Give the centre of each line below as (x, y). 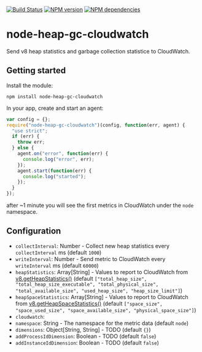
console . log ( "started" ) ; (54, 176)
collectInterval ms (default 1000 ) (58, 252)
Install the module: (30, 85)
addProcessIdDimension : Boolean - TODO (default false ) (86, 336)
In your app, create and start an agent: (55, 108)
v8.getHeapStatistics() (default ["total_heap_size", (81, 278)
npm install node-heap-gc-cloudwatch (55, 96)
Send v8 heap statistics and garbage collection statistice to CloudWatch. (98, 51)
